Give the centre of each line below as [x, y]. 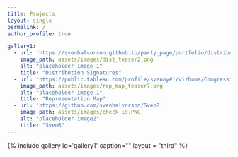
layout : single [30, 21]
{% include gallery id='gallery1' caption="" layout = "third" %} [98, 145]
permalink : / [27, 27]
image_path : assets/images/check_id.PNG [80, 112]
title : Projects [31, 14]
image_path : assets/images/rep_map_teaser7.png [91, 86]
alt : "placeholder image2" [60, 119]
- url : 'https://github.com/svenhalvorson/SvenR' [88, 106]
